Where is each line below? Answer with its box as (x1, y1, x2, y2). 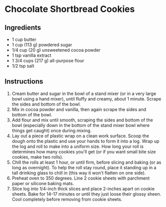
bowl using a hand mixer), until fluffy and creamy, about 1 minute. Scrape (11, 96, 162, 102)
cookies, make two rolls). (11, 154, 63, 160)
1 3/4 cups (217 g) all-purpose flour (11, 58, 84, 63)
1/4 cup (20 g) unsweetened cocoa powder (11, 47, 101, 53)
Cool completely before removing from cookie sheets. (11, 196, 123, 202)
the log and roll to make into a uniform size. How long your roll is (11, 143, 144, 149)
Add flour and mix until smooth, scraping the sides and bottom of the (11, 117, 153, 123)
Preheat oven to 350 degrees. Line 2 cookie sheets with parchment (11, 175, 150, 181)
